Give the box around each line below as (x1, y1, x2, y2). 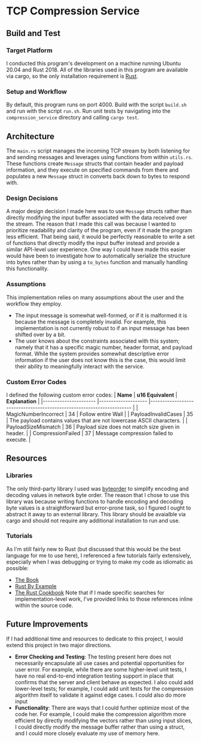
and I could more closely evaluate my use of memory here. (14, 729, 160, 736)
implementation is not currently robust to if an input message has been (14, 324, 190, 331)
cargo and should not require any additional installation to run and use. (6, 517, 181, 524)
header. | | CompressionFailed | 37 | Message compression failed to (6, 429, 173, 436)
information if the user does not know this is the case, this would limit (14, 356, 186, 364)
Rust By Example (14, 582, 57, 589)
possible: (6, 564, 29, 571)
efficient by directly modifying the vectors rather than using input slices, (14, 717, 193, 724)
